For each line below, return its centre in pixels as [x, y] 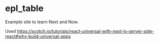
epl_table [24, 8]
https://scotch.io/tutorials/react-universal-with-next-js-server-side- [85, 31]
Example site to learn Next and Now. [42, 22]
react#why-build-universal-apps [38, 36]
